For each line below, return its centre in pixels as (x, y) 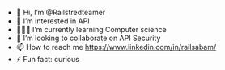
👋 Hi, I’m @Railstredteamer (61, 12)
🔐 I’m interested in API (53, 21)
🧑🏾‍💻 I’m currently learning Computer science (91, 29)
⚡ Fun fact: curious (47, 59)
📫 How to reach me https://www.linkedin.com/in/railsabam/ (116, 47)
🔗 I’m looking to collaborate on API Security (88, 38)
